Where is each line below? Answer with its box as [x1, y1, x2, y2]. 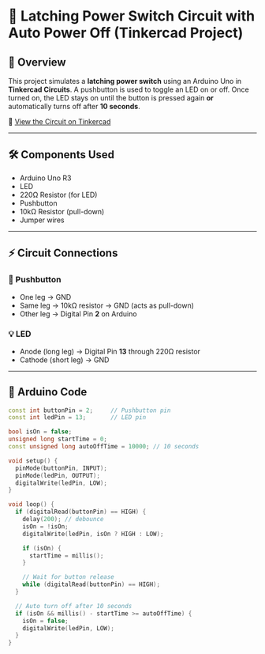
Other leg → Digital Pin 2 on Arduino [19, 308, 137, 319]
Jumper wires [19, 215, 65, 225]
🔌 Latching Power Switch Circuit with [8, 7, 255, 25]
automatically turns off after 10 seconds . [8, 102, 140, 111]
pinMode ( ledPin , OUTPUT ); [15, 471, 101, 479]
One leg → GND [19, 292, 72, 301]
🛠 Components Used [8, 148, 115, 161]
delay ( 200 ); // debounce [22, 516, 104, 524]
